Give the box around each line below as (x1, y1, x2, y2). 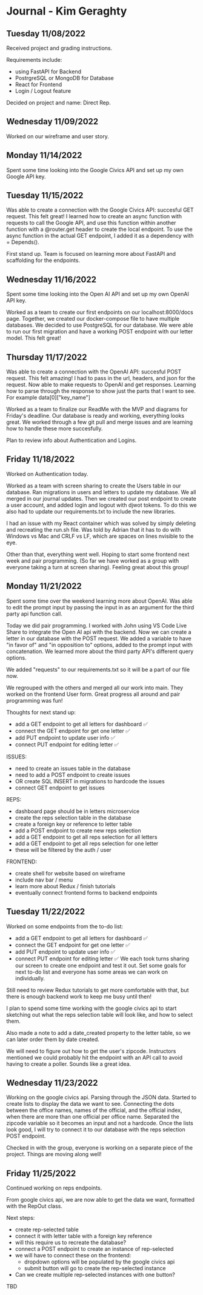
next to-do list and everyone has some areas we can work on (15, 968, 168, 975)
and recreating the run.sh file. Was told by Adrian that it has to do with (6, 526, 181, 533)
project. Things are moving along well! (6, 1151, 102, 1158)
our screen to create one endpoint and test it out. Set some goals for (15, 962, 187, 969)
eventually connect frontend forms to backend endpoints (15, 889, 158, 896)
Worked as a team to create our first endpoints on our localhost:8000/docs (6, 309, 194, 316)
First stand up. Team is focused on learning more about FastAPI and (6, 250, 176, 258)
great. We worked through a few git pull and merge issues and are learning (6, 418, 193, 426)
